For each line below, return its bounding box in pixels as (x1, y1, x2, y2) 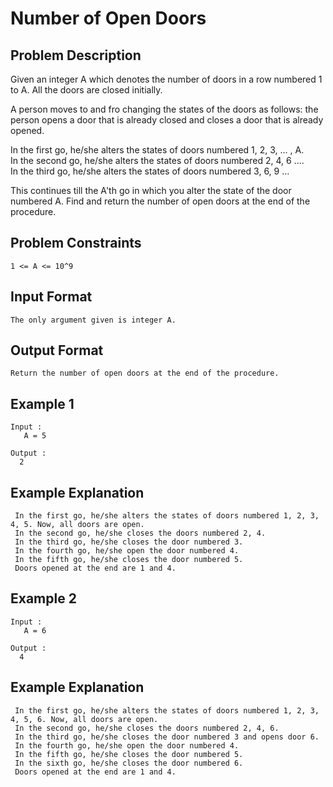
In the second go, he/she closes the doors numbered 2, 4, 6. (14, 723, 280, 733)
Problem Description (10, 47, 142, 64)
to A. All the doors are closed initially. (10, 84, 163, 96)
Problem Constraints (10, 235, 142, 252)
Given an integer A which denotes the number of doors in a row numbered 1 (10, 73, 323, 85)
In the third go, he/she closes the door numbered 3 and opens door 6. (14, 732, 320, 742)
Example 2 (10, 590, 77, 607)
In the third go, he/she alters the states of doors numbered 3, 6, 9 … (10, 165, 290, 177)
